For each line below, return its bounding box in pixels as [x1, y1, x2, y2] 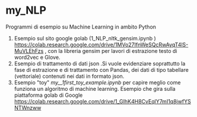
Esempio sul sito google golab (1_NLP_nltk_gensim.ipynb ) [14, 34, 157, 42]
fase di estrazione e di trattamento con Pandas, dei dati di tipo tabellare [14, 66, 189, 73]
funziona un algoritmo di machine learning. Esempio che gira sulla [14, 85, 176, 92]
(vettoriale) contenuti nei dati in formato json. [14, 72, 125, 80]
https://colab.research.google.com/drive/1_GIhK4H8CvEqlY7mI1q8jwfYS [14, 97, 191, 105]
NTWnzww [14, 104, 42, 111]
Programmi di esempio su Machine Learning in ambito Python [5, 23, 157, 30]
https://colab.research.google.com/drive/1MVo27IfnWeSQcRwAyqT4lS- [14, 41, 189, 48]
